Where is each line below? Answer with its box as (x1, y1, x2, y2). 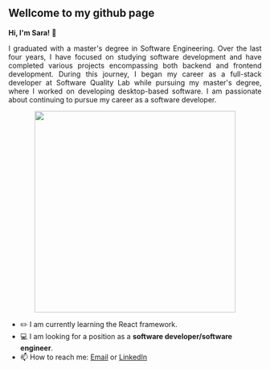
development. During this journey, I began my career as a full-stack (8, 68, 262, 79)
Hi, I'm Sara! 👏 (8, 27, 57, 37)
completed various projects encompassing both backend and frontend (8, 60, 262, 70)
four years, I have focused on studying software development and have (8, 52, 262, 61)
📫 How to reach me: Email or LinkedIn (19, 352, 147, 362)
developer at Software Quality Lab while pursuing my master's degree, (8, 77, 262, 87)
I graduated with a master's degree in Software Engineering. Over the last (8, 44, 262, 53)
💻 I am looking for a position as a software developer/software (19, 331, 233, 341)
